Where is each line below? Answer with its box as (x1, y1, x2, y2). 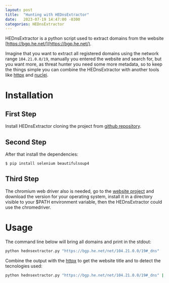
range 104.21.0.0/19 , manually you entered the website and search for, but (5, 56, 162, 62)
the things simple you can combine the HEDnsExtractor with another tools (5, 67, 159, 73)
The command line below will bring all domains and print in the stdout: (5, 239, 152, 245)
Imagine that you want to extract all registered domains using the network (5, 51, 159, 57)
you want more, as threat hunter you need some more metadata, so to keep (5, 61, 163, 67)
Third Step (5, 175, 39, 183)
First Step (5, 110, 36, 118)
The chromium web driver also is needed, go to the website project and (5, 188, 154, 194)
